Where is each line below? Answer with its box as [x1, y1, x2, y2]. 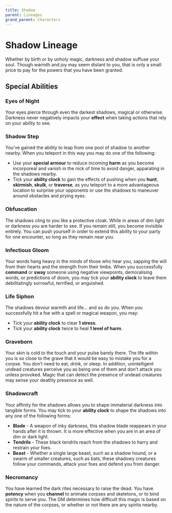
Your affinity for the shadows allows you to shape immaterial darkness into [5, 401, 163, 408]
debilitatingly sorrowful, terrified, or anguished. [5, 280, 105, 286]
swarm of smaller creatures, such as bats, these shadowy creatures [12, 455, 156, 462]
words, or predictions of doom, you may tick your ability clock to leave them [5, 274, 167, 281]
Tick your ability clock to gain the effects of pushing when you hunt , [12, 176, 158, 182]
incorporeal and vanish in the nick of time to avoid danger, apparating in [12, 166, 165, 172]
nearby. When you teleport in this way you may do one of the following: [5, 150, 156, 156]
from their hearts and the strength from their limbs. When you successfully [5, 263, 163, 270]
